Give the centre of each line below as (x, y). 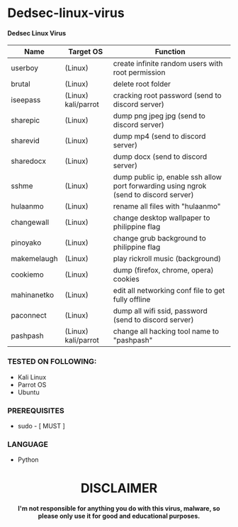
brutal (21, 84)
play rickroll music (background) (167, 259)
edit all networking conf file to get (169, 291)
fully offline (132, 299)
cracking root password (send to (167, 96)
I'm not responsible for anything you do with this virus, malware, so (119, 509)
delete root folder (142, 84)
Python (28, 460)
